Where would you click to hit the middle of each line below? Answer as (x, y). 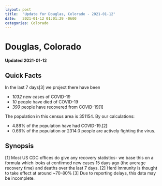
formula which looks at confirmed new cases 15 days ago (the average (75, 163)
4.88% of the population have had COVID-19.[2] (60, 126)
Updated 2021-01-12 (26, 60)
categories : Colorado (27, 23)
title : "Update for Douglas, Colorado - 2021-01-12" (60, 14)
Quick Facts (23, 76)
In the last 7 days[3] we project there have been (53, 87)
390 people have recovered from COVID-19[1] (58, 107)
